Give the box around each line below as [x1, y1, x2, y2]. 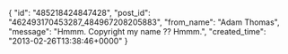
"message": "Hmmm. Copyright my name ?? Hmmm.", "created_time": [8, 27, 266, 36]
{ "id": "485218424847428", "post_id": [8, 8, 152, 18]
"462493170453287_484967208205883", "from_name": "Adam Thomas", [8, 17, 280, 27]
